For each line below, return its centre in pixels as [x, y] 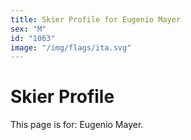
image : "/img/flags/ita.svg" [71, 47]
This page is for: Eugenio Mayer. [77, 125]
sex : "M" [28, 29]
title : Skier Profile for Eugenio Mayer [96, 19]
